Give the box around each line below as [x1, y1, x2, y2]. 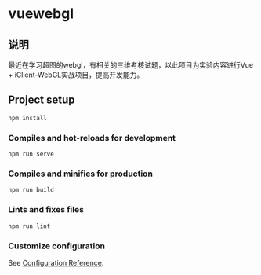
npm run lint [8, 222, 51, 230]
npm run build [8, 186, 55, 194]
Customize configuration [8, 240, 106, 251]
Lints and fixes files [8, 204, 85, 215]
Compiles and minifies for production [8, 168, 153, 179]
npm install [8, 114, 47, 122]
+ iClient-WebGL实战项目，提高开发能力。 [8, 70, 144, 79]
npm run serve [8, 150, 55, 158]
